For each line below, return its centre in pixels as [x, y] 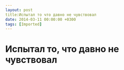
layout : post [19, 10]
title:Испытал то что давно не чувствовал [51, 15]
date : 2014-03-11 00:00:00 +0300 [41, 19]
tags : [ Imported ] [24, 24]
